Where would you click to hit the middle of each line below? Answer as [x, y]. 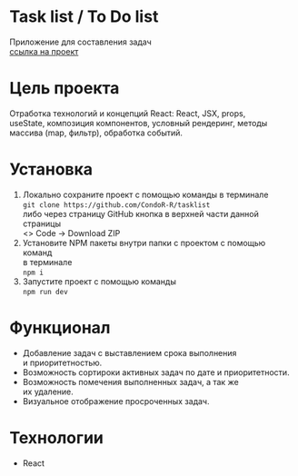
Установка [51, 169]
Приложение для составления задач [80, 42]
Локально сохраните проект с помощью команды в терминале [145, 194]
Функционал [60, 328]
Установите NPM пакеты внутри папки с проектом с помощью [144, 243]
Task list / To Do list [84, 17]
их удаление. [48, 392]
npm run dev [45, 292]
